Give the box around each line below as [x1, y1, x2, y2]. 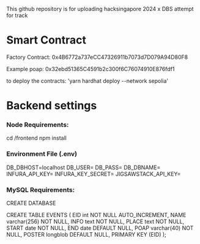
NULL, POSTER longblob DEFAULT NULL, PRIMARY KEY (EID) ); [6, 231, 167, 238]
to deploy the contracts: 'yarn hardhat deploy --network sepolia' [6, 77, 169, 85]
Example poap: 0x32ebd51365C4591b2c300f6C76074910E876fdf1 [6, 65, 175, 72]
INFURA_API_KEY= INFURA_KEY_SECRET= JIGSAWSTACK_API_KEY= [6, 170, 181, 177]
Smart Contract [6, 33, 87, 47]
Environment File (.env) [6, 150, 78, 158]
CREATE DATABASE [6, 199, 56, 207]
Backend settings [6, 99, 97, 113]
